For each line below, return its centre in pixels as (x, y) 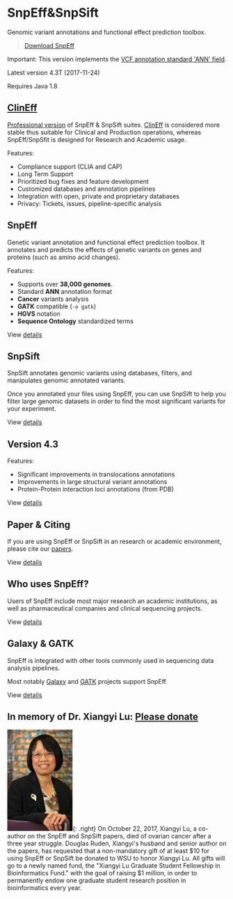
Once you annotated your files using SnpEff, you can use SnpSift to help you (116, 394)
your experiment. (32, 409)
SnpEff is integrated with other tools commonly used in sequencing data (111, 660)
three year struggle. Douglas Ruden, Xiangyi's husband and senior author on (117, 843)
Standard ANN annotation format (65, 291)
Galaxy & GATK (41, 644)
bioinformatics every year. (45, 888)
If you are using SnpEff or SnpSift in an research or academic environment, (114, 541)
